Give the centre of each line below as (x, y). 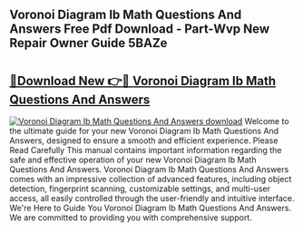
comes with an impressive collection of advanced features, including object (151, 179)
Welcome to (267, 121)
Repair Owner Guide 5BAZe (88, 43)
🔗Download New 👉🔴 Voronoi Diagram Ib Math (143, 81)
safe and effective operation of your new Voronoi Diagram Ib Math (133, 159)
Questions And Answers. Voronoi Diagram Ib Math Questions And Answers (149, 169)
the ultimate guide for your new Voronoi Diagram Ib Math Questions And (144, 131)
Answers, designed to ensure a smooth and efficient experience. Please (144, 140)
